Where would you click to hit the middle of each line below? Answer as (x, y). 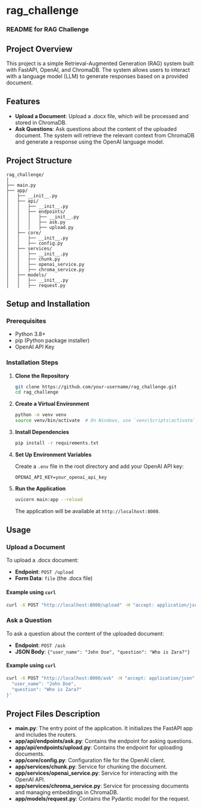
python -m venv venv (41, 415)
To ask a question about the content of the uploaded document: (85, 633)
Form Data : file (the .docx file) (54, 578)
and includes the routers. (46, 735)
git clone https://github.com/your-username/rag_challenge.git (96, 387)
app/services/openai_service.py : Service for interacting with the (96, 773)
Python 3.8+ (30, 334)
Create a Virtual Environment (52, 404)
